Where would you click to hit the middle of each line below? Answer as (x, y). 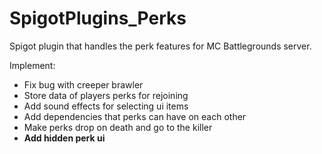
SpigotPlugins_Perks (98, 18)
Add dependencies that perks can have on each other (135, 116)
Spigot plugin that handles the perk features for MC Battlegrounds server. (160, 46)
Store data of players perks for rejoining (106, 95)
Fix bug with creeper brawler (83, 84)
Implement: (32, 65)
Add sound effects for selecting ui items (106, 106)
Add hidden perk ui (64, 138)
